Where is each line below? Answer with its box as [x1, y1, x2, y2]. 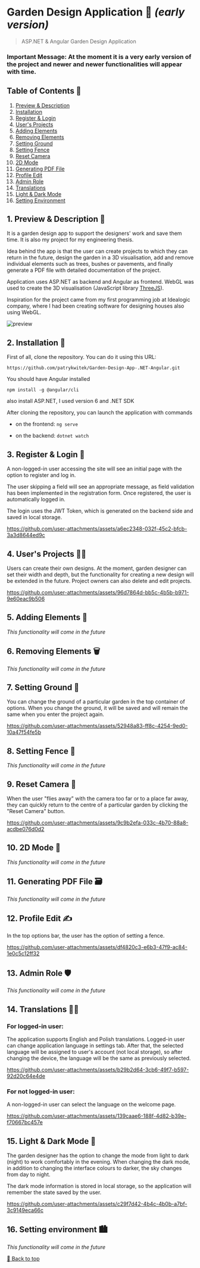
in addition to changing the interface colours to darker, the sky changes [7, 1165, 182, 1172]
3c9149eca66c [7, 1207, 44, 1214]
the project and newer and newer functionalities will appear [7, 60, 183, 68]
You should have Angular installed [7, 376, 90, 383]
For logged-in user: [7, 1022, 64, 1030]
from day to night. [7, 1171, 51, 1178]
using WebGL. [7, 309, 42, 316]
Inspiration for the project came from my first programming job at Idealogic [7, 296, 190, 303]
